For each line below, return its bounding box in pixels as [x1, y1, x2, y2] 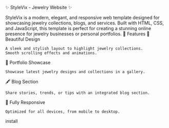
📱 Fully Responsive [5, 99, 45, 105]
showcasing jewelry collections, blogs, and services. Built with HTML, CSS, [5, 20, 164, 26]
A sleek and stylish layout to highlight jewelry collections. [5, 46, 143, 51]
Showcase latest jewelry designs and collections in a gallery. [5, 69, 145, 74]
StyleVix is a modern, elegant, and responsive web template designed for [5, 15, 160, 20]
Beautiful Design [5, 36, 40, 42]
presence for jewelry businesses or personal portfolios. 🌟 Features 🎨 [5, 31, 150, 37]
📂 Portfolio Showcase [5, 60, 51, 65]
